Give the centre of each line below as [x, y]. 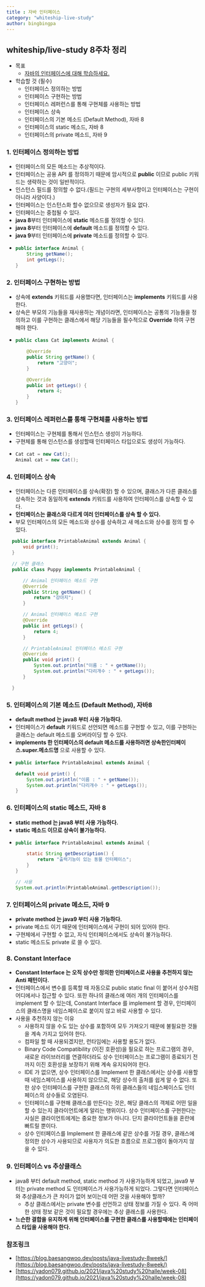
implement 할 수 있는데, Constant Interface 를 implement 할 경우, [95, 1003]
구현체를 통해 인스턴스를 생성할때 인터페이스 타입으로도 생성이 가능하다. [100, 442]
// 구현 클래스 [28, 564]
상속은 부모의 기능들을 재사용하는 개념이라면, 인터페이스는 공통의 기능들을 [103, 312]
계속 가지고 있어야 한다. [59, 1034]
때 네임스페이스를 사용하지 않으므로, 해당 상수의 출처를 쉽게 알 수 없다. [107, 1080]
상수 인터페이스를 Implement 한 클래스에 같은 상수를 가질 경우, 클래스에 [109, 1134]
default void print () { [46, 774]
